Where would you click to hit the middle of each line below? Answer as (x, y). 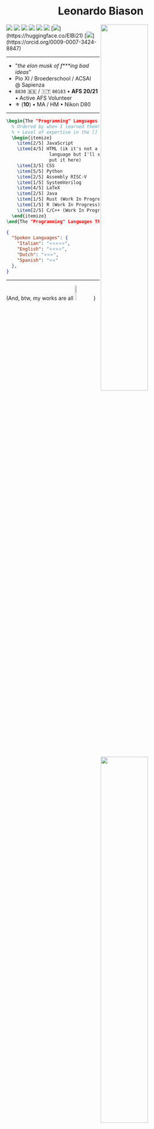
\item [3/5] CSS (36, 166)
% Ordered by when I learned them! (56, 126)
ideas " (23, 72)
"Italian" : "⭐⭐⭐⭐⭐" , (44, 244)
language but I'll (72, 154)
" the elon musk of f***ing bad (52, 65)
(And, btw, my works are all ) (51, 298)
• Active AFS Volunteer (43, 98)
